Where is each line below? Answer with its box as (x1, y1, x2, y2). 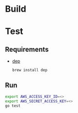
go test (5, 103, 21, 108)
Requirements (5, 45, 49, 53)
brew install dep (12, 68, 48, 73)
